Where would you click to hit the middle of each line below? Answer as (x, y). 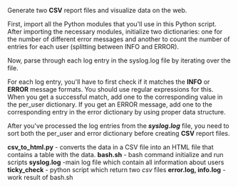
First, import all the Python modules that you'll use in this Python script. (112, 24)
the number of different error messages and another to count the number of (119, 39)
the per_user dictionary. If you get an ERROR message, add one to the (110, 105)
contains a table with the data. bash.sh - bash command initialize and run (115, 155)
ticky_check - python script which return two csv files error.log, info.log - (117, 170)
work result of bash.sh (40, 177)
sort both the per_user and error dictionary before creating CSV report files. (119, 133)
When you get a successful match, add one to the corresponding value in (115, 97)
